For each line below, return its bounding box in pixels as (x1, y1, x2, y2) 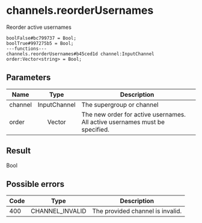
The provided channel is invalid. (92, 207, 182, 215)
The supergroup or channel (81, 100, 159, 109)
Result (6, 145, 31, 156)
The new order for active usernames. (81, 110, 186, 118)
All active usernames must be (81, 118, 165, 126)
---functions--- (6, 46, 47, 52)
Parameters (6, 73, 51, 83)
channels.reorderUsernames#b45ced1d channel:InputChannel (6, 50, 155, 57)
